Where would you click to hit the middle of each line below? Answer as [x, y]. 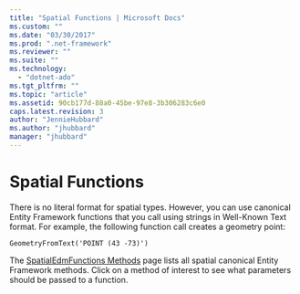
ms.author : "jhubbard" [52, 129]
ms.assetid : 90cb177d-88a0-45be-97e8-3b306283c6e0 [108, 103]
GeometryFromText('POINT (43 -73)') [79, 243]
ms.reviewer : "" [40, 52]
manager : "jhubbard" [49, 137]
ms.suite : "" [34, 60]
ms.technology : [38, 69]
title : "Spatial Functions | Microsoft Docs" [97, 18]
